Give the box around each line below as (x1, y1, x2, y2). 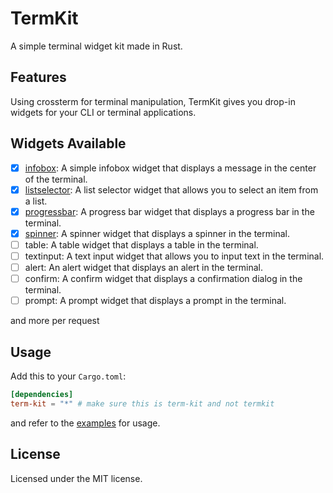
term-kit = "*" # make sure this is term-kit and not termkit (10, 398, 275, 409)
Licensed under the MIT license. (10, 472, 143, 484)
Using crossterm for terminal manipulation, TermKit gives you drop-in (10, 95, 296, 107)
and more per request (10, 315, 100, 327)
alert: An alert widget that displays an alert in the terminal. (24, 261, 263, 273)
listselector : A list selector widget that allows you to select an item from (24, 183, 319, 196)
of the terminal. (24, 173, 88, 185)
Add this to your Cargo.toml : (10, 370, 127, 382)
